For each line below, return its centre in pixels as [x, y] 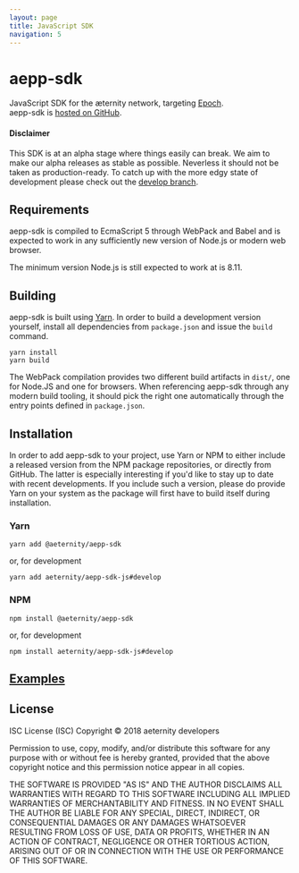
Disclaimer [30, 133]
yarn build [29, 360]
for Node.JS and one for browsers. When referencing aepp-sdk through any [149, 386]
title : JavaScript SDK [51, 26]
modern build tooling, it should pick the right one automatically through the [146, 396]
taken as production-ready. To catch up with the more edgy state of [134, 172]
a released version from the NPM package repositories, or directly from [141, 464]
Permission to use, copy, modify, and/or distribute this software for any [140, 748]
